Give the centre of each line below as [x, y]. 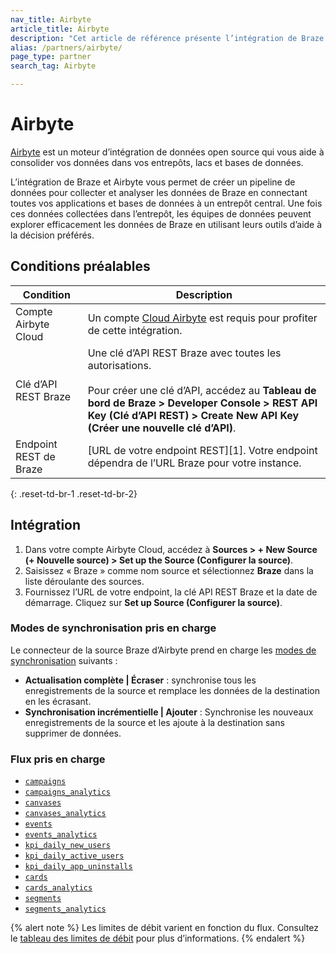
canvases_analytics [65, 814]
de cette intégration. [135, 330]
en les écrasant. [58, 701]
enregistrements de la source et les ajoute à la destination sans [154, 722]
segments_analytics [65, 909]
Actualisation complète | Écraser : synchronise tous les [140, 680]
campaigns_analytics [67, 792]
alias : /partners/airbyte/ [66, 47]
